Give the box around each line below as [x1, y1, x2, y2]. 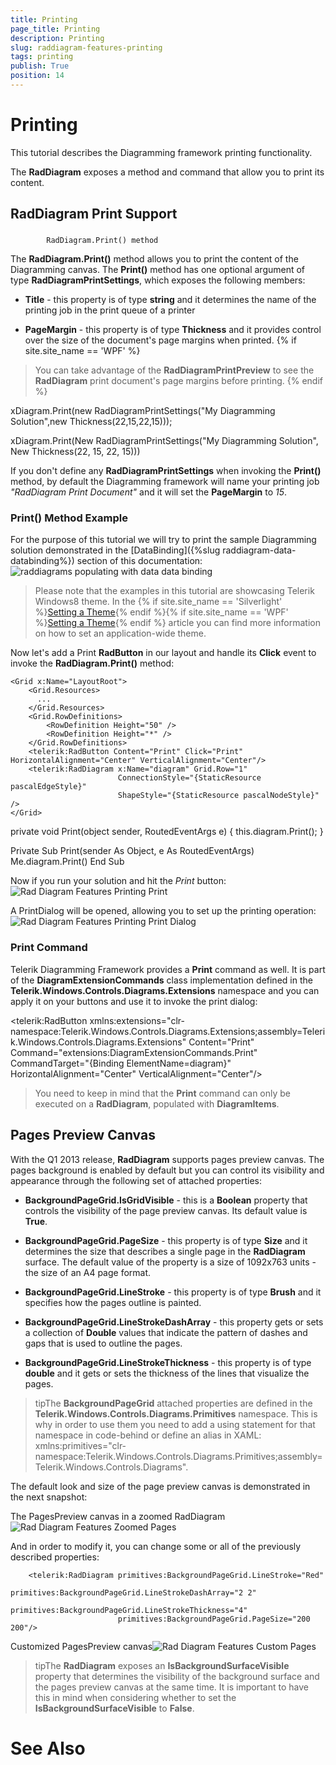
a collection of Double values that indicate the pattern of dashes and [24, 1326, 308, 1338]
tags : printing [10, 52, 74, 62]
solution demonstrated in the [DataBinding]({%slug [10, 544, 221, 556]
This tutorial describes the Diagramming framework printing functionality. [10, 146, 313, 158]
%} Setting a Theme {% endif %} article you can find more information [34, 617, 321, 629]
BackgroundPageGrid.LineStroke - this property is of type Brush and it [24, 1286, 322, 1298]
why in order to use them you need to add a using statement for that [34, 1418, 316, 1430]
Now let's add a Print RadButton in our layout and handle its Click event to [10, 647, 317, 659]
